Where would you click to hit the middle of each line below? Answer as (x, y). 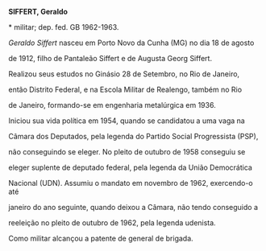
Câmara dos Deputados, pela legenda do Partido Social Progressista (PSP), (133, 136)
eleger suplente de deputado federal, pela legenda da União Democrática (130, 167)
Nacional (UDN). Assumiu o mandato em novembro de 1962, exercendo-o (131, 183)
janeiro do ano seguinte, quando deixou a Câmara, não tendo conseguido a (133, 207)
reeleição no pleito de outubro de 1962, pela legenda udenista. (112, 223)
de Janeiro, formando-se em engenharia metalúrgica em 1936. (112, 105)
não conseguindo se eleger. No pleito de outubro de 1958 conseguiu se (127, 152)
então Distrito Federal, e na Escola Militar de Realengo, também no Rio (125, 89)
